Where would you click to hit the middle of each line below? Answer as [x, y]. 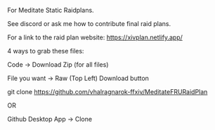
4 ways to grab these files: [46, 51]
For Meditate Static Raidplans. [51, 10]
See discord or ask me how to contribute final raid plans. [89, 24]
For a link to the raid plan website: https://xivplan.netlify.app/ [95, 37]
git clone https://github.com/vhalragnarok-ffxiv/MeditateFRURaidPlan [107, 92]
